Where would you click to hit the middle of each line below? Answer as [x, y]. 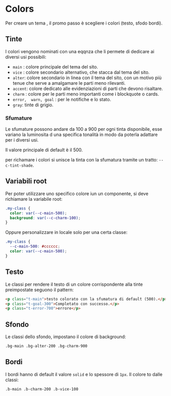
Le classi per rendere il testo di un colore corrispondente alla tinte [74, 284]
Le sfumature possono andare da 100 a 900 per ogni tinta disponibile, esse [84, 129]
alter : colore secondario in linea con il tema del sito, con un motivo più [87, 78]
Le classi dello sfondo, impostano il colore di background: [66, 337]
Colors [20, 9]
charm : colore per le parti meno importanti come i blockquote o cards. [86, 94]
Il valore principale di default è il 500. [44, 150]
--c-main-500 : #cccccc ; [35, 247]
